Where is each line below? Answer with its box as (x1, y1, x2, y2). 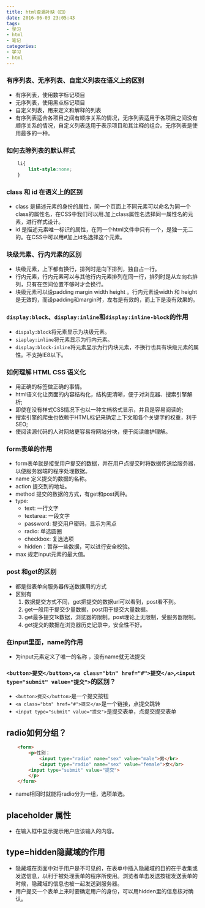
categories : (6, 44, 37, 50)
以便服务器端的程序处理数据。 (15, 467, 91, 475)
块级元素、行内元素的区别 (6, 250, 82, 259)
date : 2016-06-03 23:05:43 (6, 15, 75, 21)
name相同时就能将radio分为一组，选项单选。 (15, 790, 129, 798)
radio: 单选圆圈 (24, 528, 62, 535)
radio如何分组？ (6, 728, 67, 738)
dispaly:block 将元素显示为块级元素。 (15, 328, 110, 335)
